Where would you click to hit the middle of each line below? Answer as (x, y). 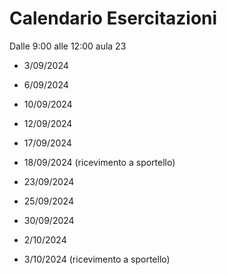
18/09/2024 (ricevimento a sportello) (99, 162)
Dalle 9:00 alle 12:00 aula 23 (68, 46)
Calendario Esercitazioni (113, 18)
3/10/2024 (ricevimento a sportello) (97, 259)
